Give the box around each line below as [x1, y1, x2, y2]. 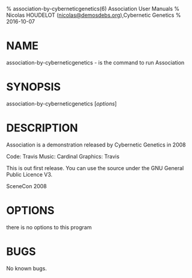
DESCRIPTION [6, 121, 78, 135]
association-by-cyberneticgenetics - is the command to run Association [6, 58, 185, 66]
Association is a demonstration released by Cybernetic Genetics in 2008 [6, 141, 186, 148]
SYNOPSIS [6, 80, 61, 94]
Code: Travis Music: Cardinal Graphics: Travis [6, 153, 120, 160]
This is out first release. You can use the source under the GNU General [6, 164, 184, 171]
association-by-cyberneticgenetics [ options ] [6, 100, 117, 107]
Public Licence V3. [6, 171, 53, 178]
